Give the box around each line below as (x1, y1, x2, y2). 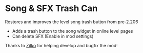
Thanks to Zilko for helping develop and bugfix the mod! (5, 42, 118, 48)
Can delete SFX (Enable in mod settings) (12, 33, 94, 39)
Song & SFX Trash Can (5, 3, 98, 14)
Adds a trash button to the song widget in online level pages (12, 28, 133, 34)
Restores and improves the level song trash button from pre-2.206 (5, 19, 138, 25)
